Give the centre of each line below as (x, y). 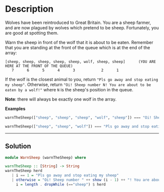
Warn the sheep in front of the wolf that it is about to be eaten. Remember (79, 42)
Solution (18, 146)
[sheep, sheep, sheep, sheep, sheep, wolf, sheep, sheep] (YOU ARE (81, 62)
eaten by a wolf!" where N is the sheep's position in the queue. (69, 89)
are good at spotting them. (32, 33)
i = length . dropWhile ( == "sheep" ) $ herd (61, 184)
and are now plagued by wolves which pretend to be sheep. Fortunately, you (82, 27)
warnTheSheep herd (24, 171)
